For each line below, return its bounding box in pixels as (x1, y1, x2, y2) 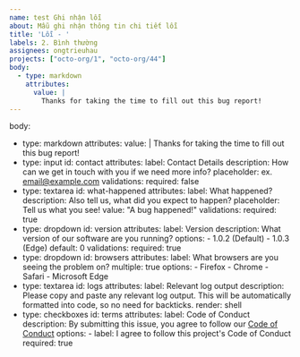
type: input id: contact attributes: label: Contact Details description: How (21, 157, 289, 168)
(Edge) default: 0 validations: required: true (21, 242, 182, 253)
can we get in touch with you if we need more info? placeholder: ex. (21, 166, 273, 177)
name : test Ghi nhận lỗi (9, 13, 102, 22)
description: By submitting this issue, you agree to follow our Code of (21, 319, 279, 329)
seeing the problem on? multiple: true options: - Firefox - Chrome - (21, 261, 269, 273)
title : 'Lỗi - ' (9, 30, 70, 38)
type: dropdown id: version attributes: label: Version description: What (21, 224, 281, 234)
